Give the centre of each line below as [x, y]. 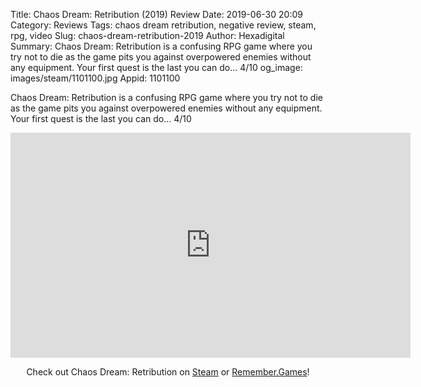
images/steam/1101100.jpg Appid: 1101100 [95, 78]
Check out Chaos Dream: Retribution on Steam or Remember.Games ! [168, 372]
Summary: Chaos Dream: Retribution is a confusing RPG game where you [161, 46]
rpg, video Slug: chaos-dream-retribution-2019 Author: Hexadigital [147, 35]
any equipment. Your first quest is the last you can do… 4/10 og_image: [156, 67]
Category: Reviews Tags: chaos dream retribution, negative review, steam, [163, 25]
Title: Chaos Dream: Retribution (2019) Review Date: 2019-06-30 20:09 [156, 14]
